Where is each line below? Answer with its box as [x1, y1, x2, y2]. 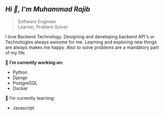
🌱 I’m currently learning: [5, 95, 56, 101]
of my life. [5, 49, 26, 55]
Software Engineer [17, 18, 57, 24]
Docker [12, 85, 28, 91]
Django [12, 74, 28, 81]
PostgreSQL [12, 80, 38, 86]
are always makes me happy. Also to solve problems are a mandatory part [5, 44, 159, 50]
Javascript [12, 104, 35, 111]
